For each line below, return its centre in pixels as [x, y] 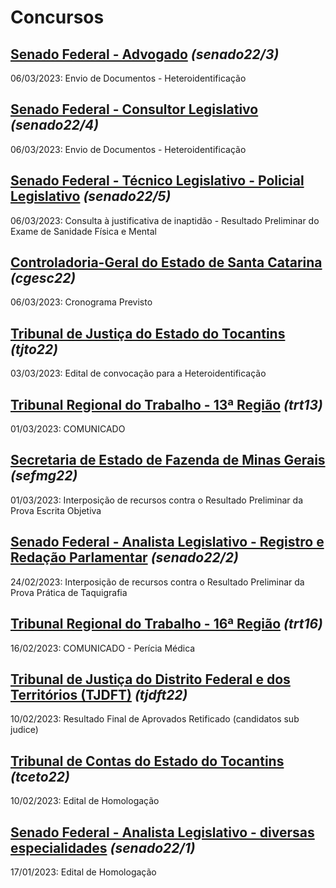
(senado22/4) [55, 125]
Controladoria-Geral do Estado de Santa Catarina [166, 262]
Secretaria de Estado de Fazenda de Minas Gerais [168, 460]
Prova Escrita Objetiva [56, 510]
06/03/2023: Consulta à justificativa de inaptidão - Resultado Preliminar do [165, 220]
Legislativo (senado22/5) [91, 196]
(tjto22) [34, 349]
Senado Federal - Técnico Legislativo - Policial [157, 181]
